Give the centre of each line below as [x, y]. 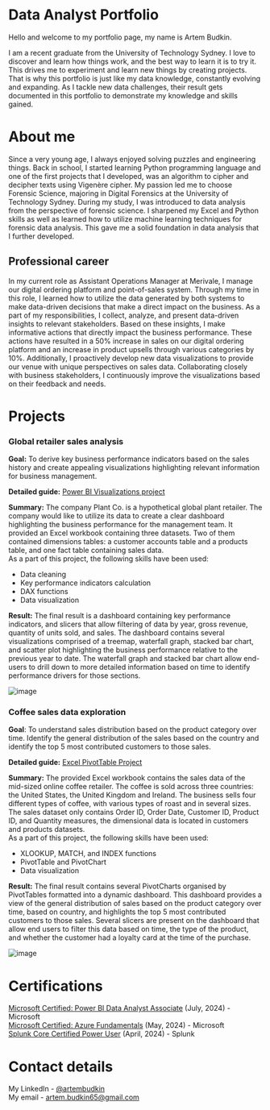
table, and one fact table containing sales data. [86, 551]
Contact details [61, 1066]
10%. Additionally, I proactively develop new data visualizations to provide [131, 358]
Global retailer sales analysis [66, 441]
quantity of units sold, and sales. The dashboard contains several [117, 633]
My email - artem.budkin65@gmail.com [74, 1097]
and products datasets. [47, 829]
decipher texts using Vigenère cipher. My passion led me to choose [120, 185]
